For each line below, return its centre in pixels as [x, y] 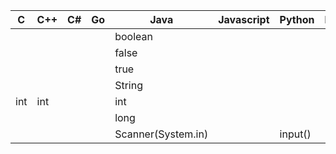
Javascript [244, 19]
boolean [133, 36]
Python [297, 19]
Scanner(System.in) [161, 134]
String [128, 85]
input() [295, 134]
